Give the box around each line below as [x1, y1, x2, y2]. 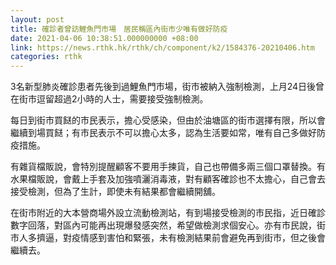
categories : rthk [10, 52, 83, 62]
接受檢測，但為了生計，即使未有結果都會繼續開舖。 [10, 186, 221, 198]
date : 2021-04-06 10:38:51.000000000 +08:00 [10, 33, 199, 43]
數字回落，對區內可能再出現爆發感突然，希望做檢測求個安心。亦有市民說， [10, 219, 317, 231]
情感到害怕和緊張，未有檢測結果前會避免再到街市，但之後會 [79, 232, 326, 244]
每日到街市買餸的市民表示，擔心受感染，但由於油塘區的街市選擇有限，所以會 [10, 114, 326, 126]
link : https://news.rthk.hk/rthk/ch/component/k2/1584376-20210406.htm [10, 42, 315, 53]
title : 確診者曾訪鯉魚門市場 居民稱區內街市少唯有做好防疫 [10, 24, 228, 34]
